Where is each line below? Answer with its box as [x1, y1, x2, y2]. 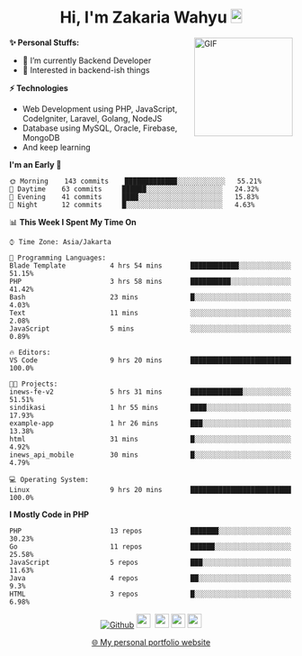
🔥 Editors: [9, 348, 51, 357]
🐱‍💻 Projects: [9, 379, 58, 388]
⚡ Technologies [9, 82, 69, 93]
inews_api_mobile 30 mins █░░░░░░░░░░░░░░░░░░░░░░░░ [9, 450, 292, 460]
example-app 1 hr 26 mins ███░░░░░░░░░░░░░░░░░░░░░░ [9, 418, 292, 428]
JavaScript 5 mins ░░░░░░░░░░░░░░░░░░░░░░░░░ [9, 323, 292, 333]
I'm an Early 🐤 [9, 159, 62, 169]
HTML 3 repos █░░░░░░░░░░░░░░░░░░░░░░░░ [9, 589, 292, 598]
